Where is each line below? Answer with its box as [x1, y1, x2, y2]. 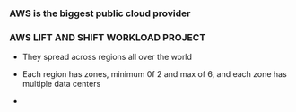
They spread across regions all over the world [22, 52, 193, 63]
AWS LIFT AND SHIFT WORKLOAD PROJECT [9, 30, 206, 43]
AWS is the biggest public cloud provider [9, 7, 191, 20]
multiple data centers [22, 79, 101, 90]
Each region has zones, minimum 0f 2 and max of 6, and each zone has [22, 69, 287, 80]
